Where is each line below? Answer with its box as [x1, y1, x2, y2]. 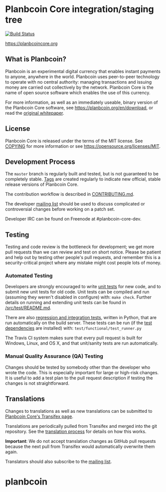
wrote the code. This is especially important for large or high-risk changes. [5, 369, 159, 375]
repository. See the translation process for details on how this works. [5, 428, 147, 434]
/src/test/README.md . [5, 305, 51, 311]
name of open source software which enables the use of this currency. [5, 89, 151, 96]
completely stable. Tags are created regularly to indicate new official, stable [5, 176, 161, 182]
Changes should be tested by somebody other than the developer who [5, 364, 151, 370]
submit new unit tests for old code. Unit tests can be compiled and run [5, 289, 150, 295]
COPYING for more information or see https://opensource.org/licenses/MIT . [5, 143, 161, 149]
